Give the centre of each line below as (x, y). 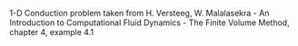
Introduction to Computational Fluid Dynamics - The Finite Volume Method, (149, 23)
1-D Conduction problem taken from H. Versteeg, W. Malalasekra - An (139, 13)
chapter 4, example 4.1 (51, 32)
